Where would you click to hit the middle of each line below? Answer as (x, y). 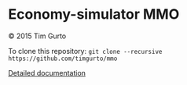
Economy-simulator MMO (94, 14)
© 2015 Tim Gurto (37, 36)
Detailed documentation (47, 73)
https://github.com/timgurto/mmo (63, 58)
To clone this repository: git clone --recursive (85, 51)
